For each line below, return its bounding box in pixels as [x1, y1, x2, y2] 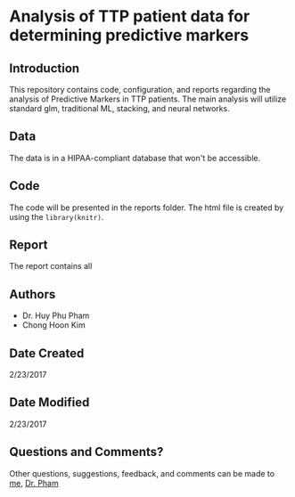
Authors [9, 287, 56, 302]
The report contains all [9, 261, 93, 272]
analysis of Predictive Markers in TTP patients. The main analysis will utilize [9, 94, 287, 104]
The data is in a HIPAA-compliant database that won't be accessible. [9, 152, 261, 163]
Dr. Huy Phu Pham [21, 310, 90, 322]
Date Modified [9, 395, 90, 411]
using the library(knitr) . [9, 211, 104, 222]
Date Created [9, 346, 85, 361]
